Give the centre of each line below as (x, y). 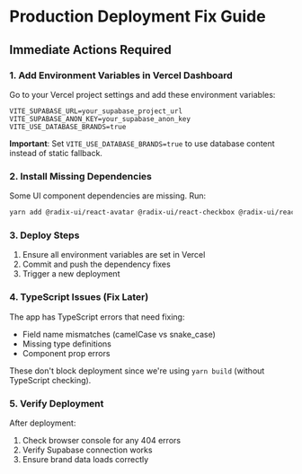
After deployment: (43, 423)
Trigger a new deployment (71, 274)
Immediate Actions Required (91, 50)
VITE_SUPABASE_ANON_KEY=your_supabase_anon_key (100, 118)
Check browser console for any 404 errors (102, 440)
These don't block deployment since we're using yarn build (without (137, 371)
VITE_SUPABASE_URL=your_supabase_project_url (96, 111)
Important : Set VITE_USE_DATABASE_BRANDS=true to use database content (142, 143)
